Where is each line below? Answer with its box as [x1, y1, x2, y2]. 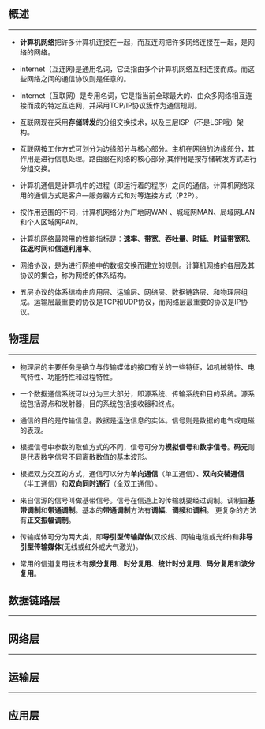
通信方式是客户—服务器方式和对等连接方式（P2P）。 [33, 190, 203, 200]
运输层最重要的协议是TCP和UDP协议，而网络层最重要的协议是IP [33, 297, 241, 306]
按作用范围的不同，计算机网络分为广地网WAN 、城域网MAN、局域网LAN [19, 207, 255, 216]
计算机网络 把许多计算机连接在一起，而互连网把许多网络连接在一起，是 [19, 37, 248, 47]
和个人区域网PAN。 [19, 216, 83, 227]
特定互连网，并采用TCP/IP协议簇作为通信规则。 [47, 100, 202, 110]
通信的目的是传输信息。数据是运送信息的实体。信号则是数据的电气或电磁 [19, 415, 255, 425]
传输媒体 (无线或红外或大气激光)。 [33, 542, 144, 551]
